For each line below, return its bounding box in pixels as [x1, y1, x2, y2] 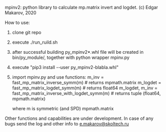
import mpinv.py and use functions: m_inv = [12, 74, 104, 80]
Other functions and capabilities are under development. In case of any [5, 115, 154, 121]
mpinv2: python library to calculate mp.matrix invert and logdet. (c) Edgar [5, 5, 158, 10]
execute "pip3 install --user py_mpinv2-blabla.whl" [12, 64, 119, 70]
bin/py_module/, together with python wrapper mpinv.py [12, 54, 130, 60]
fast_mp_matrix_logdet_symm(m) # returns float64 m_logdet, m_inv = [12, 85, 158, 91]
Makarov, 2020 [5, 10, 37, 16]
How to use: [5, 20, 30, 25]
